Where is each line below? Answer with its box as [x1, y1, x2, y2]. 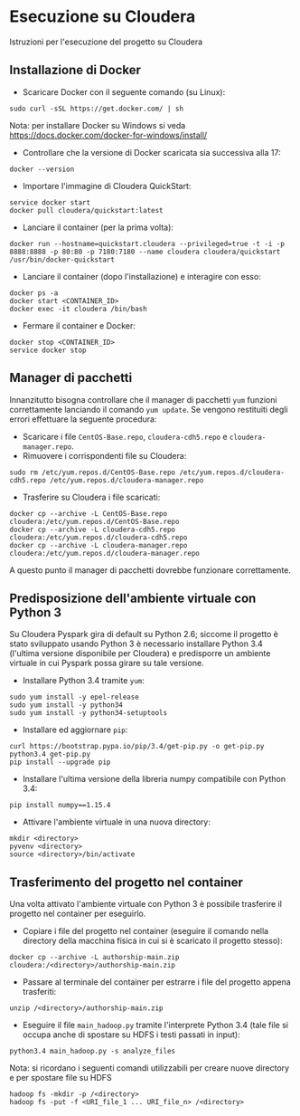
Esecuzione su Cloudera [9, 6, 196, 27]
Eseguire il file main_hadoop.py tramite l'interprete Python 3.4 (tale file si [22, 1020, 289, 1031]
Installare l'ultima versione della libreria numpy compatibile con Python [22, 774, 286, 785]
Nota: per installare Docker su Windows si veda [9, 119, 186, 130]
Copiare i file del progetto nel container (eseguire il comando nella [22, 926, 269, 937]
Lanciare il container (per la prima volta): [22, 222, 174, 233]
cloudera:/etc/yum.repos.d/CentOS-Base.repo [9, 517, 180, 526]
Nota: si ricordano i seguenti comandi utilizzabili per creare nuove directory [9, 1063, 290, 1073]
